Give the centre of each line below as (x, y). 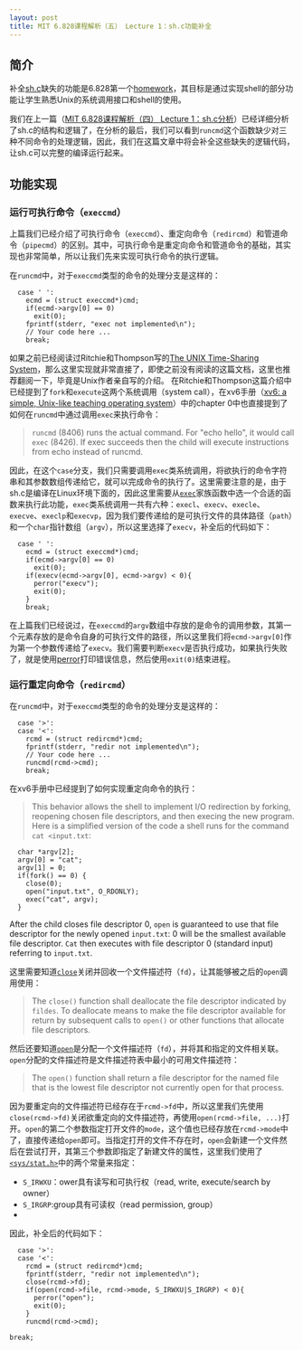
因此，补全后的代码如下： (57, 1233)
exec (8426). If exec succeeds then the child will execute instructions (160, 442)
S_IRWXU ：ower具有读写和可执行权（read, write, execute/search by (147, 1182)
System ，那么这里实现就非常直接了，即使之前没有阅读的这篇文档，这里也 (146, 369)
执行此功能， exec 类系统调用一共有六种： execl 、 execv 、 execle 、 (145, 504)
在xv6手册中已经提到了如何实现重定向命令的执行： (104, 788)
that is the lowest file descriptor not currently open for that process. (158, 1088)
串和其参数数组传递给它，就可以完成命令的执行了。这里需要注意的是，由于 (148, 481)
